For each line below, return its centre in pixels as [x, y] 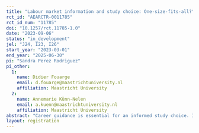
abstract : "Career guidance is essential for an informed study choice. [98, 115]
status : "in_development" [38, 39]
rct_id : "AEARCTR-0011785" [39, 17]
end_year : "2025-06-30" [36, 55]
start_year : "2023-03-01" [38, 50]
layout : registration [33, 121]
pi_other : [18, 66]
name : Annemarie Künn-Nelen [51, 99]
